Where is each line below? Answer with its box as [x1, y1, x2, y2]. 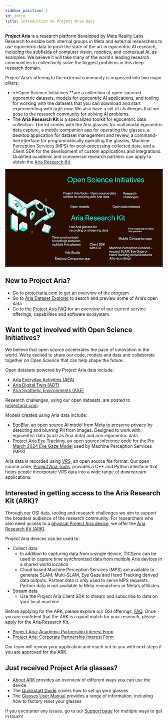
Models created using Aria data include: [5, 412, 87, 418]
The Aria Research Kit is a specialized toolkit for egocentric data [12, 116, 146, 122]
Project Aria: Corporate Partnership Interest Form [12, 634, 114, 640]
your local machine [19, 599, 59, 605]
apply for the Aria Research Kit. [5, 619, 70, 625]
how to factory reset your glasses [12, 698, 82, 704]
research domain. [5, 65, 41, 71]
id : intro [5, 13, 26, 19]
